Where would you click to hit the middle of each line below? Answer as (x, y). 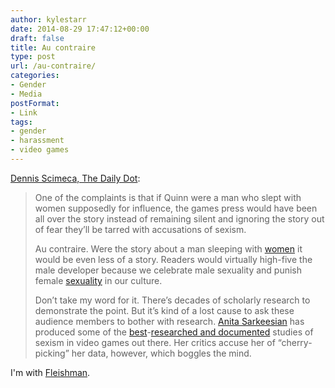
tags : (21, 122)
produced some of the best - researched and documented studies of (174, 332)
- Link (24, 112)
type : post (33, 57)
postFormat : (35, 103)
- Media (26, 94)
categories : (35, 76)
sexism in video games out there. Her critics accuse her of (155, 342)
